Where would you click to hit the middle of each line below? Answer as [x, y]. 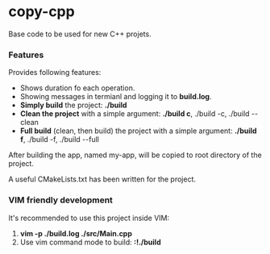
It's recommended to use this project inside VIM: [89, 218]
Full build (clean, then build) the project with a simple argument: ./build [138, 131]
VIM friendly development [60, 200]
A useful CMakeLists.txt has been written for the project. [102, 179]
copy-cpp [42, 12]
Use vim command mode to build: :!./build [90, 242]
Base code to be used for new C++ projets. [80, 34]
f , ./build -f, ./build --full [59, 139]
